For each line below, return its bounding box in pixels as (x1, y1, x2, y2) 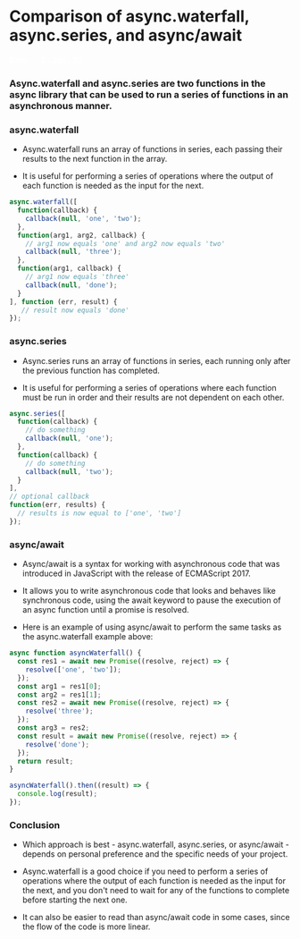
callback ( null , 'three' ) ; (25, 248, 122, 257)
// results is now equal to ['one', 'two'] (17, 509, 181, 518)
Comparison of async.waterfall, (9, 6, 250, 27)
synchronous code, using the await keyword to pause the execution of (21, 595, 281, 605)
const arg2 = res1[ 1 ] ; (17, 690, 102, 699)
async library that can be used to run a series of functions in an (9, 88, 288, 100)
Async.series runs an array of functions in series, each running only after (21, 355, 291, 366)
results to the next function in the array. (21, 154, 168, 165)
